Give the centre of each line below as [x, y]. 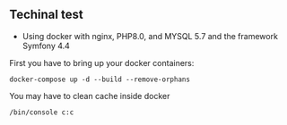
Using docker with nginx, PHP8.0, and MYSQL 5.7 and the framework [150, 36]
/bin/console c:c [42, 112]
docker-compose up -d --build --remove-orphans [100, 79]
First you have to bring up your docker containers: [102, 62]
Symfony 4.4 [46, 46]
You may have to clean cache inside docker [90, 96]
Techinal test [46, 15]
